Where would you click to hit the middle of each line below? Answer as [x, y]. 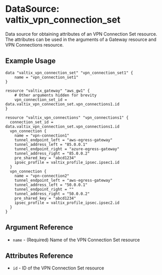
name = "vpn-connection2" [42, 176]
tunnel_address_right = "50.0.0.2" [52, 194]
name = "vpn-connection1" [42, 135]
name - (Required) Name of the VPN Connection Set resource [76, 240]
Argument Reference [39, 228]
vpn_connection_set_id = [41, 100]
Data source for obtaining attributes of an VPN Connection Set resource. [81, 34]
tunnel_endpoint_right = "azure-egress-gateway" [67, 149]
